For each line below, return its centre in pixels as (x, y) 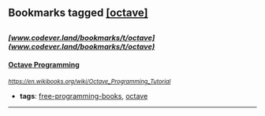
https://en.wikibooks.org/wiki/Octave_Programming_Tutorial (90, 82)
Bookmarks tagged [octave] (78, 13)
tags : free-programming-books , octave (84, 96)
